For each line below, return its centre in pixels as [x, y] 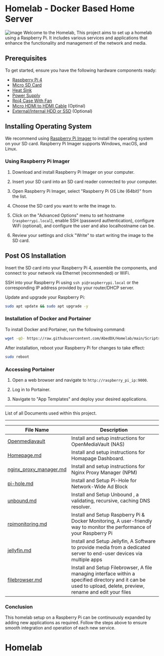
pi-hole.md [20, 483]
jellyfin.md [20, 550]
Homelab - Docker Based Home [70, 9]
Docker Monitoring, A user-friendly [112, 521]
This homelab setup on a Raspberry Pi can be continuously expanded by [78, 617]
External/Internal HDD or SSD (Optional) [52, 111]
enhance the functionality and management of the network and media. [76, 43]
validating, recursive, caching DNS [111, 500]
